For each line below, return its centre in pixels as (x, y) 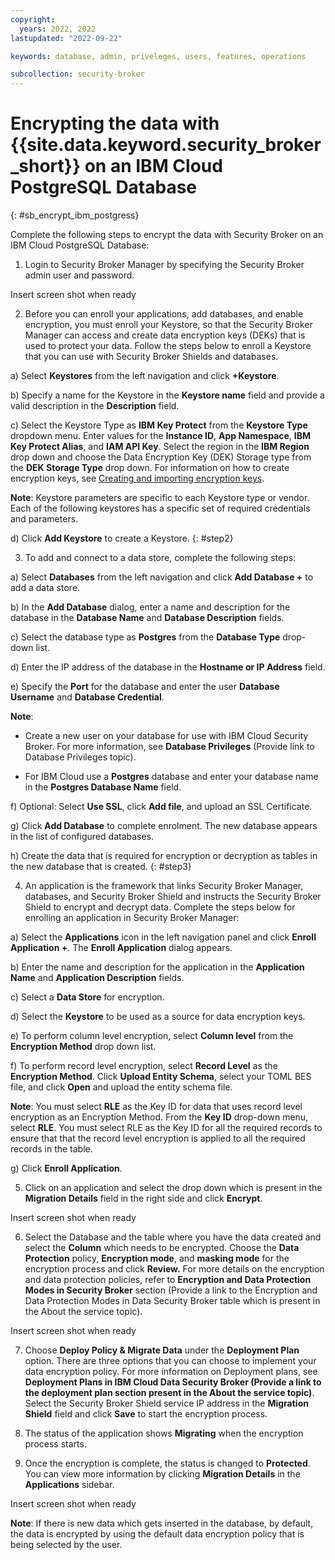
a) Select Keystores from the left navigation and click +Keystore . (145, 376)
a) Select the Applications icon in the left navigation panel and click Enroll (163, 937)
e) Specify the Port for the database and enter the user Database (145, 687)
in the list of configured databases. (82, 837)
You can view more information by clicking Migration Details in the (162, 1474)
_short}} (46, 166)
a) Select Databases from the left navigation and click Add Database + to (162, 577)
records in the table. (51, 1149)
